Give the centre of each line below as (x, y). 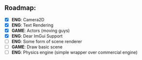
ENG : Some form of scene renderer (47, 42)
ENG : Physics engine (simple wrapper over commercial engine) (75, 52)
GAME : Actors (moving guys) (41, 30)
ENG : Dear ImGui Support (37, 36)
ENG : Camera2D (28, 19)
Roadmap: (20, 8)
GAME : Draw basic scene (37, 47)
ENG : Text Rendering (32, 25)
